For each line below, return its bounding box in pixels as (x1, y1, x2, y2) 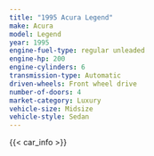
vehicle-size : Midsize (9, 104, 93, 113)
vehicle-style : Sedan (9, 112, 90, 121)
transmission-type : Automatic (9, 71, 122, 80)
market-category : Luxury (9, 95, 101, 105)
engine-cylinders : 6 (9, 63, 86, 72)
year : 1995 (9, 37, 50, 47)
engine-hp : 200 (9, 54, 66, 63)
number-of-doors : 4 (9, 87, 82, 96)
